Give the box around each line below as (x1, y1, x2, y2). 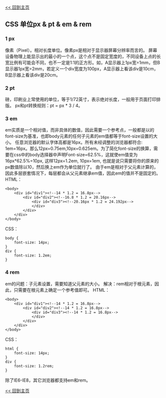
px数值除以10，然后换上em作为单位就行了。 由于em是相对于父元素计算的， (5, 164, 159, 170)
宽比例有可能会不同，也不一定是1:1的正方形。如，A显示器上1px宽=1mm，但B (5, 59, 161, 65)
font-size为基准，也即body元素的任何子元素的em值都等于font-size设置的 (5, 133, 154, 139)
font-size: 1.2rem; (14, 363, 54, 368)
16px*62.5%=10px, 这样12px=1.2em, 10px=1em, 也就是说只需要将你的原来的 (5, 158, 159, 164)
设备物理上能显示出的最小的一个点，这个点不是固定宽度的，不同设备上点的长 (5, 53, 161, 59)
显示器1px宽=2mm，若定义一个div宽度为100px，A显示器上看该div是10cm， (5, 66, 159, 72)
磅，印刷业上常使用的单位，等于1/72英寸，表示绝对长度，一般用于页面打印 (5, 96, 157, 102)
